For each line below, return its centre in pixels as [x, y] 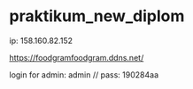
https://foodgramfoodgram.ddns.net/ [77, 57]
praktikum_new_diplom [97, 16]
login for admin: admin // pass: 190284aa [84, 74]
